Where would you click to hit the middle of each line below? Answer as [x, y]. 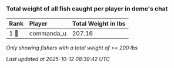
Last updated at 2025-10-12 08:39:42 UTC [58, 59]
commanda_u [48, 34]
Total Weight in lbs [99, 24]
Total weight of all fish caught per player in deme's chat [87, 9]
